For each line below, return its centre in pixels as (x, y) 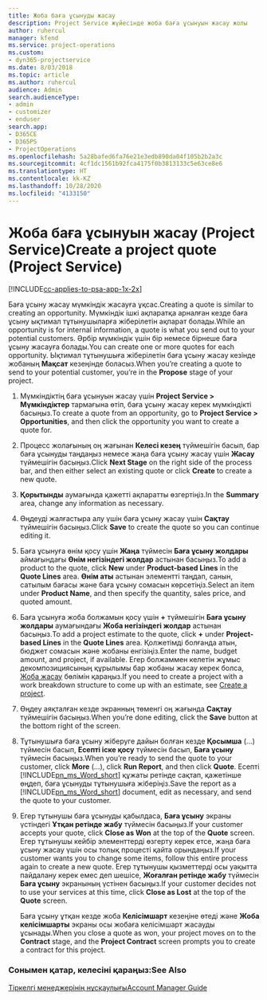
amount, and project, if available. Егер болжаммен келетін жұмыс (130, 659)
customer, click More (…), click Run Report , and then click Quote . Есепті (139, 767)
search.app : (28, 127)
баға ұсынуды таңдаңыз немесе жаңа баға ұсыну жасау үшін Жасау (137, 453)
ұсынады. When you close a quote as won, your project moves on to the (138, 932)
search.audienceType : (44, 97)
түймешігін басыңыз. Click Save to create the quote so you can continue (139, 527)
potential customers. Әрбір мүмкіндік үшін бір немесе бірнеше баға (123, 338)
